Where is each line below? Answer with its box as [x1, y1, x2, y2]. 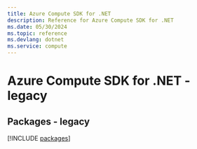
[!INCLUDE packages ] [7, 134, 71, 142]
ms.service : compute [7, 43, 68, 50]
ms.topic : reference [7, 29, 68, 37]
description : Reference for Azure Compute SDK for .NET [7, 17, 174, 24]
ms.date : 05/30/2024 [7, 23, 68, 30]
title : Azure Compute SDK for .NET [7, 10, 111, 17]
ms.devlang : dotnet [7, 36, 64, 43]
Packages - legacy [7, 115, 90, 127]
